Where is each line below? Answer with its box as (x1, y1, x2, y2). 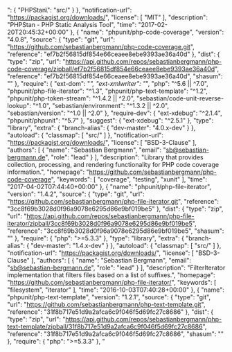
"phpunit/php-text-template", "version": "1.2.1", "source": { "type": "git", (7, 293, 211, 301)
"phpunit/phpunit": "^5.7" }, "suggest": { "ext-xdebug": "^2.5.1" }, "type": (7, 116, 214, 124)
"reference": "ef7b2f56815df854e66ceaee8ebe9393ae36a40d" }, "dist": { (7, 50, 220, 58)
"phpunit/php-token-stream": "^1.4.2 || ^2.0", (7, 94, 135, 103)
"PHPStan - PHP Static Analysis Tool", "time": (7, 21, 137, 28)
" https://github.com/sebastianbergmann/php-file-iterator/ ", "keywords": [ (7, 279, 217, 286)
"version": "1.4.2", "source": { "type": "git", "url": (7, 190, 145, 198)
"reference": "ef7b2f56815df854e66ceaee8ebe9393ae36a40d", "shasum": (7, 72, 223, 80)
